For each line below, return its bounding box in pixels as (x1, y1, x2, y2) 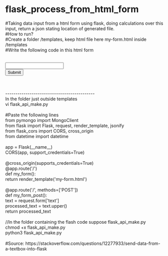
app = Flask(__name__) (5, 144, 53, 150)
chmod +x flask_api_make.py (5, 224, 66, 230)
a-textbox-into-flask (5, 245, 47, 251)
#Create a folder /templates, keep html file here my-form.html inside (5, 36, 147, 42)
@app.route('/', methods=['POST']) (5, 186, 78, 193)
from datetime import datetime (5, 133, 69, 139)
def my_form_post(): (5, 192, 47, 198)
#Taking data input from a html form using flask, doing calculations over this (5, 20, 163, 26)
